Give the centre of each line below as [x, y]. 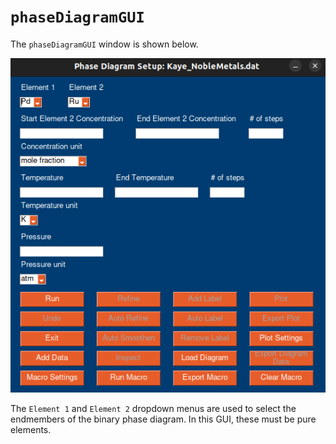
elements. [31, 430]
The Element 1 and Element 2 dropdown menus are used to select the [153, 409]
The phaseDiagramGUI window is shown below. [104, 44]
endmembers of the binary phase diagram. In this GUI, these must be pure [163, 419]
